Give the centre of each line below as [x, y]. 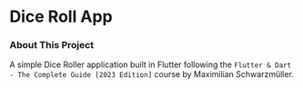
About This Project [51, 45]
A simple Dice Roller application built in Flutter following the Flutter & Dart [151, 64]
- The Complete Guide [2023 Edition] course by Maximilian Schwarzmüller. [151, 74]
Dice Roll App [61, 17]
